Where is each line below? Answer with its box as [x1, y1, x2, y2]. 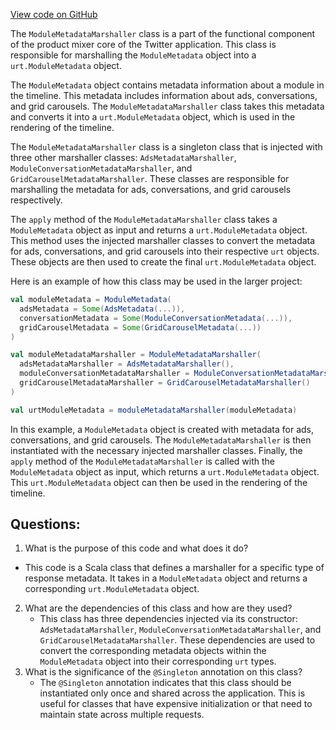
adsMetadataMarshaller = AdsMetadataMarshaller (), [19, 359, 235, 369]
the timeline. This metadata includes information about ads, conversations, [10, 90, 318, 101]
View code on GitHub [10, 9, 98, 20]
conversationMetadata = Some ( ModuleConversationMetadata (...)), [19, 313, 293, 323]
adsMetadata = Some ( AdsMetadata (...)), [19, 304, 186, 314]
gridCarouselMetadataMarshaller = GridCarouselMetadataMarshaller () [19, 378, 311, 388]
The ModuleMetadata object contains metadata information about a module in [10, 79, 325, 91]
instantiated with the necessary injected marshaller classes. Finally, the [10, 444, 303, 456]
